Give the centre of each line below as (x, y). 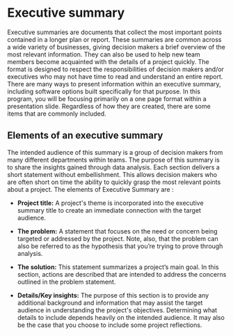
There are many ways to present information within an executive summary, (114, 84)
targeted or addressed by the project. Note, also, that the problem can (118, 238)
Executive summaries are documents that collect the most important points (115, 32)
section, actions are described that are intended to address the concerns (122, 274)
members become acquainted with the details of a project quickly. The (109, 61)
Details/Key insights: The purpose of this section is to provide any (113, 295)
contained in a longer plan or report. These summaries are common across (114, 39)
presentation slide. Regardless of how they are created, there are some (109, 106)
